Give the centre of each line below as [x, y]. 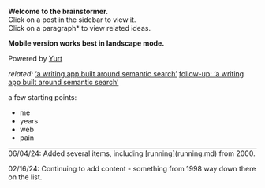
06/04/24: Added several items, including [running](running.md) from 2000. [132, 153]
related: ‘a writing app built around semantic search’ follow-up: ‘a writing [126, 74]
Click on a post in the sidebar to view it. [72, 20]
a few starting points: [43, 97]
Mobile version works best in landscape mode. [86, 43]
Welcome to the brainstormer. [58, 11]
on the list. [25, 177]
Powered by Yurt [35, 59]
